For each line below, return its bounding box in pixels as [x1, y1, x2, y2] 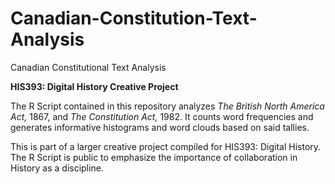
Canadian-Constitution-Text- [10, 7, 258, 30]
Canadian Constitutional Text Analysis [10, 61, 167, 73]
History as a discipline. [10, 162, 104, 174]
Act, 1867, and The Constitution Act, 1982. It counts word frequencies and [10, 110, 314, 122]
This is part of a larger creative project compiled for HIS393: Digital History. [10, 140, 322, 152]
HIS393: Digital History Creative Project [10, 80, 179, 92]
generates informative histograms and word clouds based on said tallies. [10, 121, 310, 133]
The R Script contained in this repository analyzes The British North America [10, 100, 325, 112]
